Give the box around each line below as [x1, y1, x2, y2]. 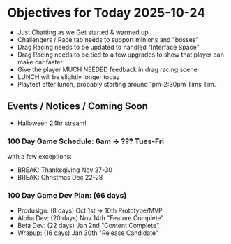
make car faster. [17, 57, 64, 66]
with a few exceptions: [7, 152, 72, 161]
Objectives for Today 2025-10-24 [7, 5, 206, 21]
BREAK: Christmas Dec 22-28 [17, 173, 103, 182]
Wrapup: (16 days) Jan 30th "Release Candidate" [17, 229, 159, 237]
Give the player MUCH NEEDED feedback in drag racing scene [17, 65, 198, 73]
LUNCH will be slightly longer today [17, 72, 120, 81]
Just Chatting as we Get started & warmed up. [17, 28, 151, 36]
